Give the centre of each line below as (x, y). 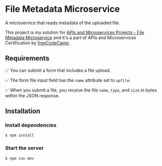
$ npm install (20, 135)
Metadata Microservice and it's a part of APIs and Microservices (71, 38)
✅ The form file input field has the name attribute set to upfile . (68, 80)
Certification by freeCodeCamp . (38, 42)
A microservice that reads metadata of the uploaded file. (62, 23)
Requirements (27, 59)
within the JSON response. (32, 95)
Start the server (24, 148)
